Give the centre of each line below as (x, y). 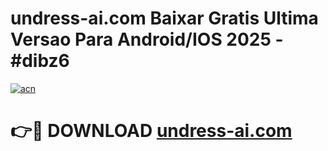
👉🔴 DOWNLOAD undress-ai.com (151, 131)
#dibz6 (40, 61)
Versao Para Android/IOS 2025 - (147, 39)
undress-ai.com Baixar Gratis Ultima (164, 18)
